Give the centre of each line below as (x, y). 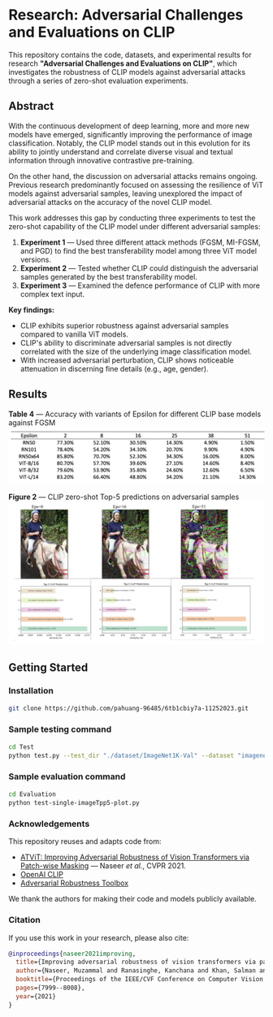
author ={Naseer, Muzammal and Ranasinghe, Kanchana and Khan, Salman (136, 971)
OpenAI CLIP (41, 875)
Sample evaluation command (67, 776)
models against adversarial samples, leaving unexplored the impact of (126, 193)
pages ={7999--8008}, (50, 988)
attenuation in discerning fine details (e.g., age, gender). (114, 368)
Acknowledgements (49, 824)
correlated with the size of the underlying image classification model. (136, 351)
